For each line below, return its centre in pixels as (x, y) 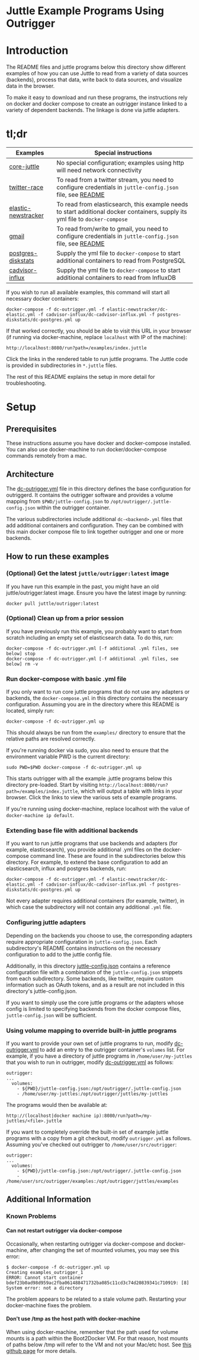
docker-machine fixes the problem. (49, 1305)
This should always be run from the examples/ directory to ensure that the (96, 733)
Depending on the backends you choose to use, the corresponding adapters (99, 936)
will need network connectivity (99, 170)
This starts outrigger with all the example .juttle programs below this (89, 778)
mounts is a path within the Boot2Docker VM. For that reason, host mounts (97, 1338)
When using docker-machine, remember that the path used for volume (92, 1332)
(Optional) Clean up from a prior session (65, 618)
